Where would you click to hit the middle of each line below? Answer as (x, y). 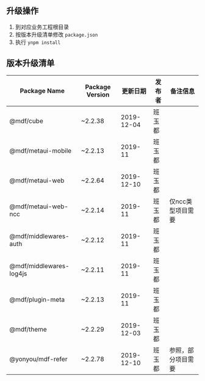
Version (98, 95)
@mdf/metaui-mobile (41, 150)
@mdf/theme (28, 329)
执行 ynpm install (38, 42)
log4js (18, 274)
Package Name (42, 90)
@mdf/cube (27, 121)
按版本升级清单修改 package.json (56, 34)
